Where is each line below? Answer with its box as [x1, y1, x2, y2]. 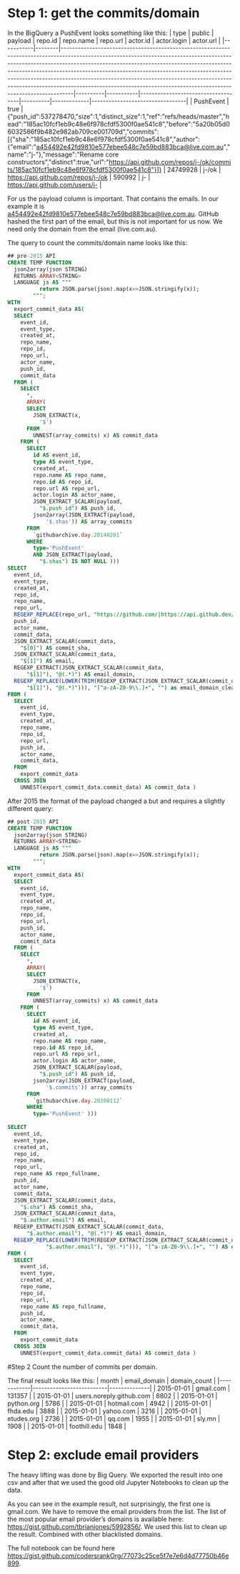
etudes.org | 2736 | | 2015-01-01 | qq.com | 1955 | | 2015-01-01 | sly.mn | [7, 1414, 220, 1423]
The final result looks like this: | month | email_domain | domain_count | [7, 1376, 216, 1385]
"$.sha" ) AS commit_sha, [20, 1203, 94, 1210]
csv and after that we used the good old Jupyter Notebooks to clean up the [7, 1478, 229, 1487]
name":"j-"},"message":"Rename [7, 150, 104, 159]
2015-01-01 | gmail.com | [156, 1384, 231, 1393]
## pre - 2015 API [7, 252, 56, 259]
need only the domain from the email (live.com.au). [7, 224, 158, 233]
